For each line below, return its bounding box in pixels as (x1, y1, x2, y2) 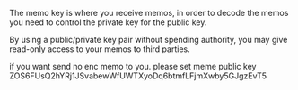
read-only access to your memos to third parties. (9, 44, 190, 54)
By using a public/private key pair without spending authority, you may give (9, 35, 288, 45)
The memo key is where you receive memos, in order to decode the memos (9, 8, 289, 18)
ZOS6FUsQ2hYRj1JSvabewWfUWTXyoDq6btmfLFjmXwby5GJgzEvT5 (9, 70, 267, 81)
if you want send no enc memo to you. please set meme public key (9, 61, 257, 71)
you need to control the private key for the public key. (9, 17, 207, 28)
